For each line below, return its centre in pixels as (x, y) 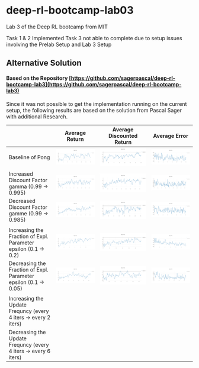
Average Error (171, 136)
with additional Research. (37, 117)
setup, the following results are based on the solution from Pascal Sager (94, 110)
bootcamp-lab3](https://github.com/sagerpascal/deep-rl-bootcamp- (94, 84)
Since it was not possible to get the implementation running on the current (97, 104)
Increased (21, 174)
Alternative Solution (44, 63)
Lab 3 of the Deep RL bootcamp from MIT (57, 27)
